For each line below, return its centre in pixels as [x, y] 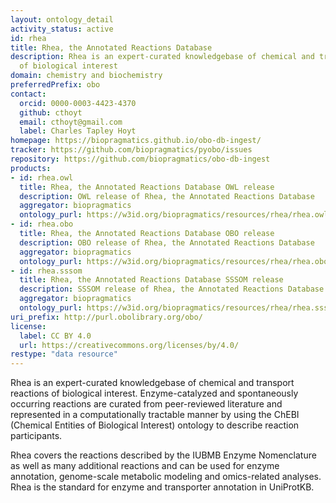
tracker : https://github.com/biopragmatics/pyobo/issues [131, 150]
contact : [28, 94]
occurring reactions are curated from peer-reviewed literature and [146, 404]
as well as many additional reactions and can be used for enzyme [145, 466]
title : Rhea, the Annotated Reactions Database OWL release [147, 187]
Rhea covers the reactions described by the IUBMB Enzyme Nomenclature [163, 455]
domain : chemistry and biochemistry [86, 76]
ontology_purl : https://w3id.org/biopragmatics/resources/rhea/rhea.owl [174, 215]
